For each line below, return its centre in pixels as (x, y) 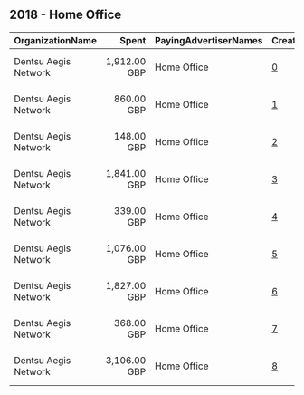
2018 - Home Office (66, 15)
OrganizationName (56, 40)
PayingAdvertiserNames (209, 40)
